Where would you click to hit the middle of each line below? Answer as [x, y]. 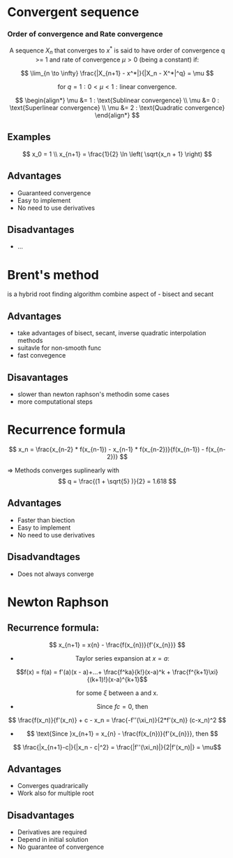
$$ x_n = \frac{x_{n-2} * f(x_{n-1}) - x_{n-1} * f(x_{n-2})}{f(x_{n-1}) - [106, 449]
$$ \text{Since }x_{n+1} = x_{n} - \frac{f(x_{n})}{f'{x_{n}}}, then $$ [122, 733]
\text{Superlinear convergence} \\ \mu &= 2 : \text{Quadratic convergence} [117, 107]
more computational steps [55, 401]
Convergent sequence [73, 12]
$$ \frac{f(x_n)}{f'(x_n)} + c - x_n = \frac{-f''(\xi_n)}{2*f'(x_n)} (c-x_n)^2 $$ [117, 720]
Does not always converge [55, 574]
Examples [29, 137]
